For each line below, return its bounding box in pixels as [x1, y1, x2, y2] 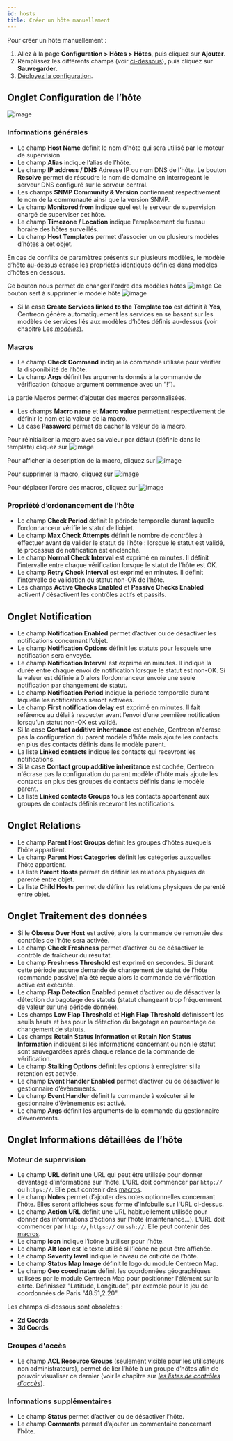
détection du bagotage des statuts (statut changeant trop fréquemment [17, 995, 223, 1003]
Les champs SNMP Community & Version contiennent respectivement [17, 187, 220, 196]
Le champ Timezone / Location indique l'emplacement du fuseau [17, 217, 205, 226]
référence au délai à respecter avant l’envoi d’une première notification [17, 711, 220, 719]
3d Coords [17, 1323, 49, 1332]
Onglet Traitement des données [7, 910, 147, 922]
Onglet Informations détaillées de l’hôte [7, 1134, 183, 1146]
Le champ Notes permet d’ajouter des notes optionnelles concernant [17, 1193, 216, 1201]
